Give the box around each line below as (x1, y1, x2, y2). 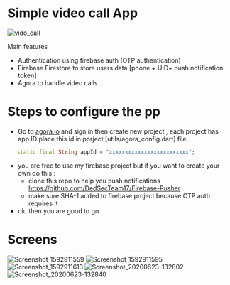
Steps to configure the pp (7, 104, 161, 120)
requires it (28, 199, 58, 208)
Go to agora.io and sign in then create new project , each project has (17, 127, 219, 136)
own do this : (17, 168, 56, 177)
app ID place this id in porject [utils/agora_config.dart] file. (17, 134, 189, 143)
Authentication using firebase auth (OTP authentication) (17, 55, 181, 65)
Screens (7, 231, 57, 247)
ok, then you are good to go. (17, 206, 101, 215)
